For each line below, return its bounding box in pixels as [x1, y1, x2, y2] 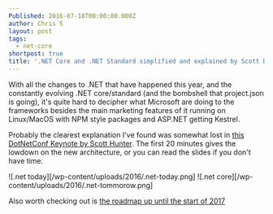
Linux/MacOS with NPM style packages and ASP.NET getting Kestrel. [8, 114, 240, 124]
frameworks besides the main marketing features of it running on [8, 105, 226, 115]
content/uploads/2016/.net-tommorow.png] [8, 180, 154, 190]
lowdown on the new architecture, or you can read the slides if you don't [8, 147, 252, 157]
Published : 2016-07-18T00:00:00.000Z [8, 11, 136, 20]
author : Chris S [8, 20, 63, 28]
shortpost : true [8, 50, 63, 58]
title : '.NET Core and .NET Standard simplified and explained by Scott [8, 58, 260, 66]
